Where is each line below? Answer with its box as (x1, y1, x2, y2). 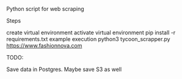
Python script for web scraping (6, 6, 84, 12)
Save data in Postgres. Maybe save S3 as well (6, 66, 122, 73)
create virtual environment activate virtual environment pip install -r (6, 29, 176, 36)
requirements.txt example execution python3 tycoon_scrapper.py (6, 36, 170, 42)
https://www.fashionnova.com (6, 42, 82, 49)
